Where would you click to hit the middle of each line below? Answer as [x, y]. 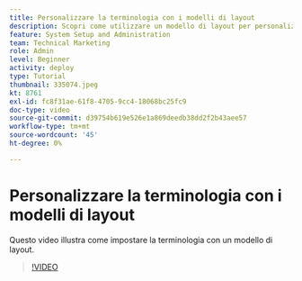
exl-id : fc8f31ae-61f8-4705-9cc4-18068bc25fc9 [98, 101]
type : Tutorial [38, 77]
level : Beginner [40, 59]
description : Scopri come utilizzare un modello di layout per [130, 26]
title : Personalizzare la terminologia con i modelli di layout [132, 18]
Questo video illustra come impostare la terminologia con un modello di [141, 240]
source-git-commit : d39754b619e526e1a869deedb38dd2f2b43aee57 [128, 118]
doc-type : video [40, 110]
